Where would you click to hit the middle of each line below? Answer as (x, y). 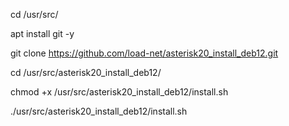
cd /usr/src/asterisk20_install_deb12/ (86, 72)
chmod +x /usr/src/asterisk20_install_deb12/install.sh (119, 92)
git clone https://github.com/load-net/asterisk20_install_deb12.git (144, 53)
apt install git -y (42, 33)
